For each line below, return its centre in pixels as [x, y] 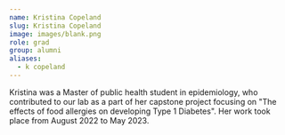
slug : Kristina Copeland [55, 26]
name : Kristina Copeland [55, 17]
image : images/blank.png [55, 34]
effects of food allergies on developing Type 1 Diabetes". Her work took [140, 111]
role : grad [29, 42]
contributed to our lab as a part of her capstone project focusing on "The [143, 101]
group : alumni [36, 51]
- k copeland [41, 67]
